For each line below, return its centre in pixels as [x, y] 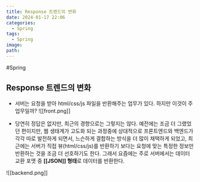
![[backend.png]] [27, 172]
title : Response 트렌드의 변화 [41, 12]
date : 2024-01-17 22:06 [36, 17]
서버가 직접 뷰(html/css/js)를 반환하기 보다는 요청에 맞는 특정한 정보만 [112, 146]
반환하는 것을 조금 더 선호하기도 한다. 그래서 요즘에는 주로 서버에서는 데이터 [102, 153]
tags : [13, 34]
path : [13, 51]
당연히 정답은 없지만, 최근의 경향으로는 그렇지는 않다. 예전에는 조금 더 [95, 124]
